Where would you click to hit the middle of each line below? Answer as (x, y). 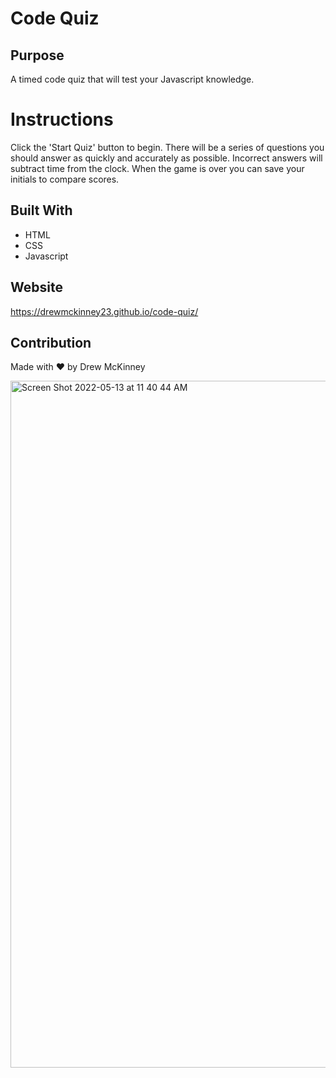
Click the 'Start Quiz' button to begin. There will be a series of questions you (167, 147)
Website (36, 287)
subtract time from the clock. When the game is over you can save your (157, 168)
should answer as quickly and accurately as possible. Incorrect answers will (166, 158)
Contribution (51, 342)
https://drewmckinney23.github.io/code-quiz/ (104, 311)
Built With (41, 210)
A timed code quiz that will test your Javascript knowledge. (132, 79)
